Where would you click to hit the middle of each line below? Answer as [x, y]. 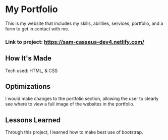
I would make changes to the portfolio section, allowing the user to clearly [82, 99]
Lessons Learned [33, 120]
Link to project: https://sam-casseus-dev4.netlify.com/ [75, 42]
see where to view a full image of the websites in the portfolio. [70, 104]
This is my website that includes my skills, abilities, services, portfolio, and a [84, 23]
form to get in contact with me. [37, 28]
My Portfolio [32, 9]
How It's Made [29, 59]
